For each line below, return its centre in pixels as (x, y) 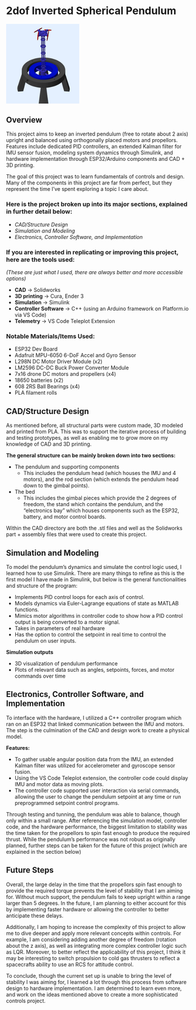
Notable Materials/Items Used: (51, 336)
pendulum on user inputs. (45, 641)
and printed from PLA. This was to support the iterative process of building (96, 432)
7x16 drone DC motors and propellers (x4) (65, 374)
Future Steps (30, 870)
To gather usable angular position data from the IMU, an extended (94, 759)
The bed (25, 492)
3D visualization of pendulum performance (66, 663)
